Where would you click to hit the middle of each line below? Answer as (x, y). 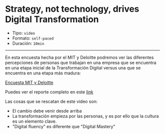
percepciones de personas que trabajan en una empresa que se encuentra (81, 63)
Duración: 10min (28, 43)
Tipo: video (24, 33)
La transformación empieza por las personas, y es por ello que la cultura (85, 116)
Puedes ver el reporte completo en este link (49, 92)
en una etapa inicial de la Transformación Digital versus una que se (73, 67)
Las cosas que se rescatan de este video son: (51, 101)
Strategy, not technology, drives (72, 9)
